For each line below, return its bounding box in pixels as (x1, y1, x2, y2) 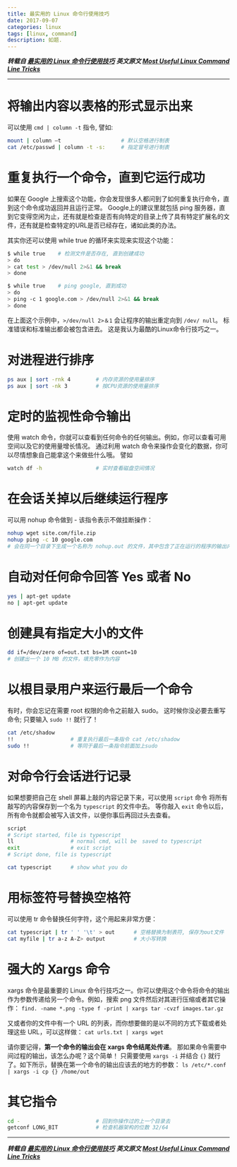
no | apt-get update (7, 599, 68, 606)
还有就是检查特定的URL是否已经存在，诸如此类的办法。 (19, 220, 181, 230)
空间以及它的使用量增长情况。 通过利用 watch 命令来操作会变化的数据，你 (7, 442, 222, 451)
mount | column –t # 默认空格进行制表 (7, 137, 170, 145)
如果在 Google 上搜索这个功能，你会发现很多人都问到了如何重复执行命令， (7, 194, 224, 203)
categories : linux (7, 23, 61, 30)
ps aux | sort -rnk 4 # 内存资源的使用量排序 (7, 376, 155, 383)
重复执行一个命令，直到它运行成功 (7, 170, 206, 186)
